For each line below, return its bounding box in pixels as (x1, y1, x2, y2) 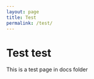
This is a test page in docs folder (6, 66, 88, 73)
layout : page (6, 8, 39, 15)
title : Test (6, 14, 36, 21)
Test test (6, 46, 52, 60)
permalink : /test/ (6, 20, 53, 26)
